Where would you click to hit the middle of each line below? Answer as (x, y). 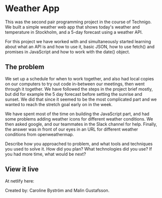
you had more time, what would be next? (45, 154)
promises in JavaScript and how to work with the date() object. (68, 52)
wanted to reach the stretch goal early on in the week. (59, 104)
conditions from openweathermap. (39, 134)
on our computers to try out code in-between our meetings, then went (75, 84)
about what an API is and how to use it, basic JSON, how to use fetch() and (80, 46)
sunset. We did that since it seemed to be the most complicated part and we (81, 99)
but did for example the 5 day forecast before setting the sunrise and (74, 94)
